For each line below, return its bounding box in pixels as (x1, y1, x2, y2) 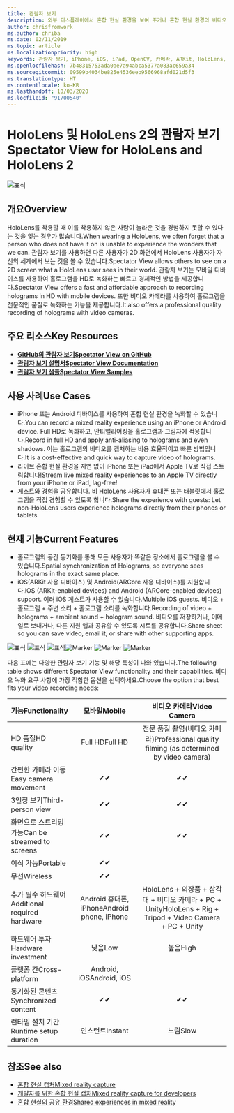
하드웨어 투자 (10, 934, 52, 944)
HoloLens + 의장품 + (142, 885, 208, 894)
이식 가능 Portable (10, 858, 66, 868)
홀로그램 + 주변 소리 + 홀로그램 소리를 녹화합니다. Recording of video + (17, 604, 212, 612)
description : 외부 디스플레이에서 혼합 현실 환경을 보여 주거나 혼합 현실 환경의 (7, 17, 210, 24)
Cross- (38, 965, 63, 975)
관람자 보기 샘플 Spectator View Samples (17, 367, 133, 376)
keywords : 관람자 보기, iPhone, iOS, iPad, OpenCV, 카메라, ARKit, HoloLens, (7, 56, 226, 63)
